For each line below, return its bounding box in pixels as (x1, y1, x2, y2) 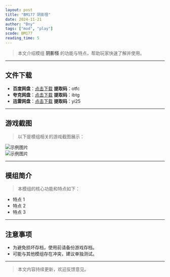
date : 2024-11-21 (5, 17, 42, 22)
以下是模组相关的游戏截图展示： (17, 133, 84, 140)
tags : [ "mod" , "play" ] (5, 26, 53, 31)
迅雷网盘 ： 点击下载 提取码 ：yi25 (12, 98, 81, 104)
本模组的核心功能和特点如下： (17, 186, 80, 192)
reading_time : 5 (5, 36, 39, 41)
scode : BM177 (5, 31, 33, 36)
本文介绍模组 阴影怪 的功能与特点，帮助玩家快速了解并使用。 (17, 50, 145, 56)
